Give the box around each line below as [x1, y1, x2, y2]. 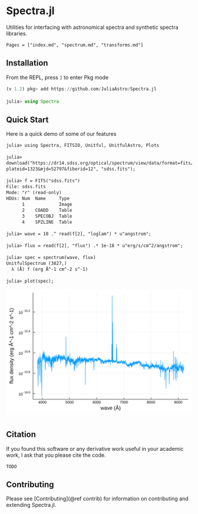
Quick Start [6, 114, 49, 125]
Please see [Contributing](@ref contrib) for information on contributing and [6, 495, 189, 502]
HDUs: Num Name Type [6, 196, 70, 202]
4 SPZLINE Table [21, 220, 72, 225]
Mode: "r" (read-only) [6, 190, 62, 196]
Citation [6, 430, 37, 440]
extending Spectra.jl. [6, 502, 57, 509]
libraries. [6, 30, 28, 37]
